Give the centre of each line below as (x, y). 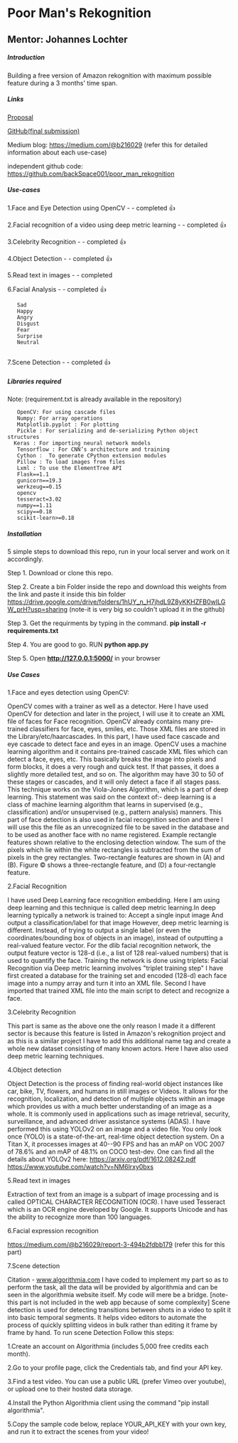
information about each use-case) (57, 152)
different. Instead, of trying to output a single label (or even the (99, 930)
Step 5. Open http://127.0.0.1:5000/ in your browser (84, 659)
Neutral (28, 343)
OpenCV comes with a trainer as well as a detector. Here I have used (108, 706)
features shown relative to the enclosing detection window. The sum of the (117, 842)
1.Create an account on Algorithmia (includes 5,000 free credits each (108, 1346)
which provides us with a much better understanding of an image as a (109, 1107)
